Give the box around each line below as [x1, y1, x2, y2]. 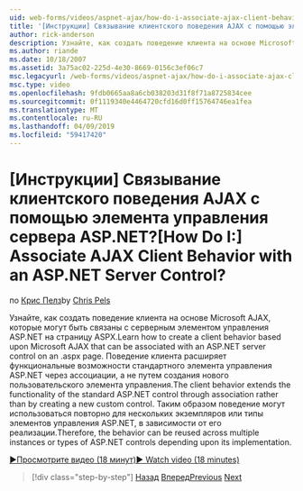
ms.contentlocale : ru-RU [9, 114, 103, 123]
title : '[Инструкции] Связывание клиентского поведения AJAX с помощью [9, 22, 284, 31]
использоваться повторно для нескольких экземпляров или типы [9, 407, 264, 419]
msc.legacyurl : [9, 72, 67, 81]
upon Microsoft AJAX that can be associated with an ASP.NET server [9, 341, 266, 351]
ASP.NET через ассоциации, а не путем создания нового [9, 369, 230, 380]
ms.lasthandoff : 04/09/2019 [9, 123, 115, 132]
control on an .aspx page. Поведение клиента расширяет [9, 350, 227, 361]
